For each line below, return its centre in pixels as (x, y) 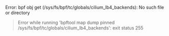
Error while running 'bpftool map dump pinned (66, 23)
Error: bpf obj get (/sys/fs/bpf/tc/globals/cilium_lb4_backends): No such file (85, 7)
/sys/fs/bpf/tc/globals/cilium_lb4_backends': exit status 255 (80, 28)
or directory (18, 13)
